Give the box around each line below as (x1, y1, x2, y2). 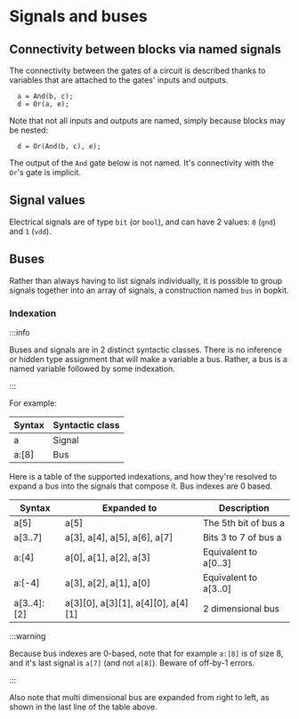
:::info (9, 327, 30, 337)
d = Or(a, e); (17, 100, 69, 109)
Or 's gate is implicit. (9, 167, 82, 177)
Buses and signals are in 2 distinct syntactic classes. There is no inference (9, 344, 283, 355)
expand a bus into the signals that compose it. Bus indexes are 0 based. (9, 481, 273, 491)
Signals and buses (9, 6, 149, 27)
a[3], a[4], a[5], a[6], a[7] (65, 531, 174, 544)
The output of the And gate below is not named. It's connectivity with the (9, 158, 274, 168)
